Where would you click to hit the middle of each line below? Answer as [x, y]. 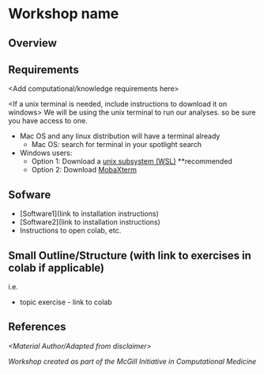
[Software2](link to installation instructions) [90, 222]
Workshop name [64, 14]
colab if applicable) [57, 268]
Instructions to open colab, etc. [70, 231]
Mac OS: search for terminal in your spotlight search [117, 145]
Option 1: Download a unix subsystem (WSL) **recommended [132, 161]
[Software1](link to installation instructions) [89, 213]
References [37, 327]
